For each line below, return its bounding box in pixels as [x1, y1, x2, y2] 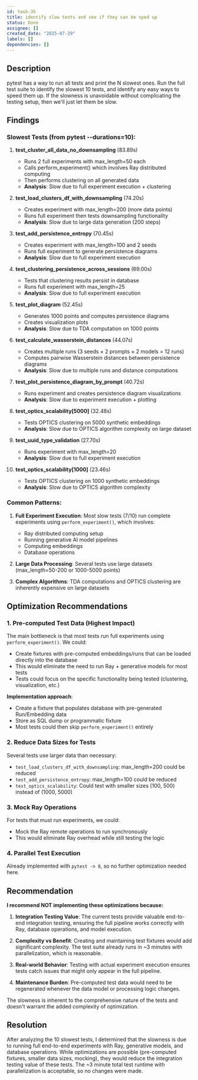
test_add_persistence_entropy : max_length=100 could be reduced [15, 776, 177, 783]
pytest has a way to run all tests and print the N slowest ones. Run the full [6, 79, 185, 86]
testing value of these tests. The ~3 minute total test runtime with [6, 1060, 165, 1068]
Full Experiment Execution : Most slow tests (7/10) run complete [15, 512, 171, 519]
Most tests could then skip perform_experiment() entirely [15, 723, 154, 731]
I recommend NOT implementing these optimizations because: [6, 902, 164, 909]
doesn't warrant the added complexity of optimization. [6, 1003, 139, 1010]
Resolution [6, 1020, 47, 1030]
